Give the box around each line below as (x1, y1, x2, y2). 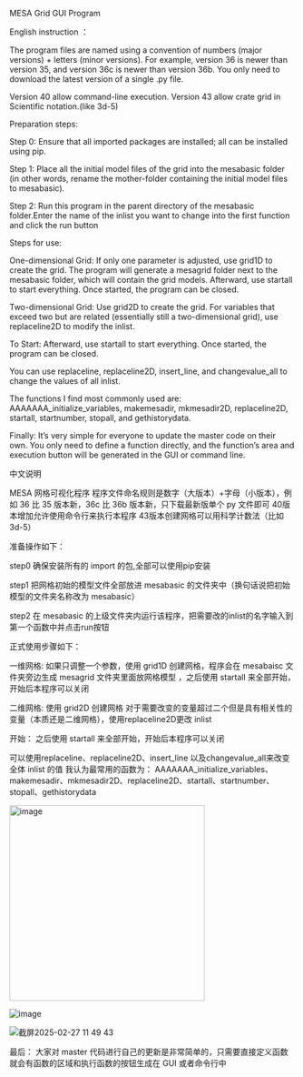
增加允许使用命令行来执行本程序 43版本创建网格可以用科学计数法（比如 (16, 510, 284, 521)
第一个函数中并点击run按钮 (9, 622, 110, 632)
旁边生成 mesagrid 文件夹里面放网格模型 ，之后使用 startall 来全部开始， (24, 672, 296, 682)
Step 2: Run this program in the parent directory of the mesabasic (9, 200, 255, 211)
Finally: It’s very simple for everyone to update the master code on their (9, 430, 277, 440)
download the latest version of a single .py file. (9, 74, 184, 85)
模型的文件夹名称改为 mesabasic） (9, 591, 140, 601)
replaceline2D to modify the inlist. (9, 321, 135, 331)
